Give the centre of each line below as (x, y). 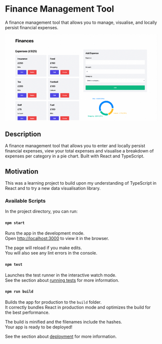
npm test (14, 265)
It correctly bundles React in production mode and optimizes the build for (78, 307)
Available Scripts (25, 201)
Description (23, 134)
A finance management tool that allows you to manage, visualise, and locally (81, 22)
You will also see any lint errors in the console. (51, 253)
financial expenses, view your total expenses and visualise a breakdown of (79, 151)
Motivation (22, 171)
